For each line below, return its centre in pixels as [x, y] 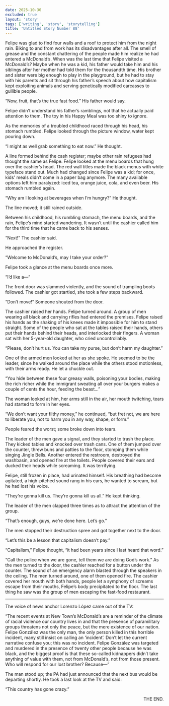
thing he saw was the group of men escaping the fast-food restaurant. [78, 592]
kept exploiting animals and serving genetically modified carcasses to [77, 86]
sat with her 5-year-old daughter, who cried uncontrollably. [66, 339]
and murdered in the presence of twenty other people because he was [78, 649]
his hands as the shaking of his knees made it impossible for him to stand [81, 323]
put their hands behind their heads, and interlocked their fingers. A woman [82, 333]
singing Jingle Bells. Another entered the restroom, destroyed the [73, 455]
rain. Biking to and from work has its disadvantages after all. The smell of [81, 48]
